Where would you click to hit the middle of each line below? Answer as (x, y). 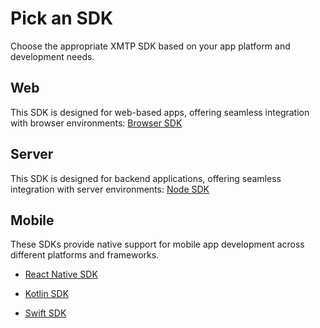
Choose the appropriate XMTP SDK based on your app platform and (150, 46)
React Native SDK (61, 274)
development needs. (52, 56)
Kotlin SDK (47, 294)
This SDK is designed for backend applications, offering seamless (146, 178)
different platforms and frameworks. (85, 255)
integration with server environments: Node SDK (110, 189)
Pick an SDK (62, 18)
